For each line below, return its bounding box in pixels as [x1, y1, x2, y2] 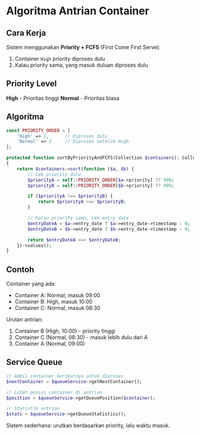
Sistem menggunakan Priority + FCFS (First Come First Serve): [6, 43, 161, 51]
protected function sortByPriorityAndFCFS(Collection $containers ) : [6, 155, 180, 161]
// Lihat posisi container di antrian [6, 389, 102, 395]
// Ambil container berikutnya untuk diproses [6, 373, 124, 379]
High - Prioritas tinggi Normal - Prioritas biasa [6, 94, 120, 102]
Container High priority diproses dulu [14, 55, 105, 62]
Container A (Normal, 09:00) [14, 340, 85, 348]
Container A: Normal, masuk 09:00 [14, 292, 101, 299]
